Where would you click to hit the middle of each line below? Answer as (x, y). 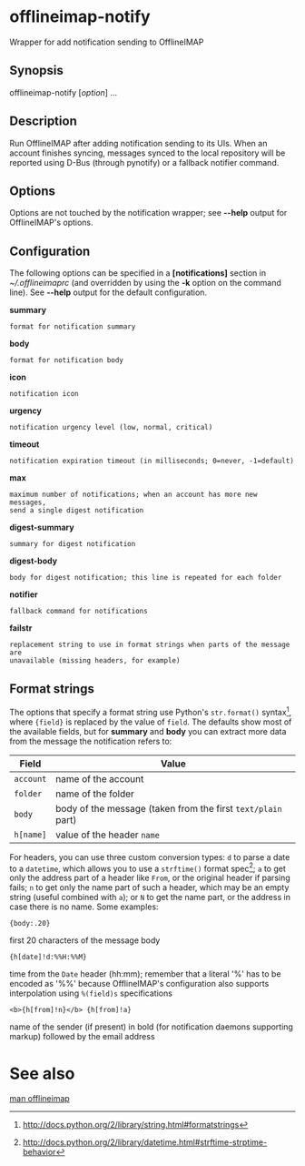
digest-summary (42, 527)
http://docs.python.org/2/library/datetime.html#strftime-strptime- (145, 1142)
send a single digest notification (77, 511)
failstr (21, 628)
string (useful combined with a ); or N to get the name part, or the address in (150, 897)
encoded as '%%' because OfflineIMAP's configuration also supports (139, 984)
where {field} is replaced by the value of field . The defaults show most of (151, 722)
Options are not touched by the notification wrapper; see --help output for (148, 213)
